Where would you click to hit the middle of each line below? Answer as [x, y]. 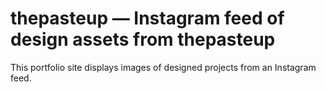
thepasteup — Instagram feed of [147, 18]
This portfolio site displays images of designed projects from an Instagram [163, 67]
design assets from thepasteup [143, 39]
